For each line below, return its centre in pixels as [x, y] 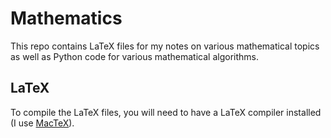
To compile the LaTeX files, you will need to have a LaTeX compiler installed [166, 112]
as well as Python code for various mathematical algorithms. [134, 56]
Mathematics [66, 18]
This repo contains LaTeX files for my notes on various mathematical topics [165, 46]
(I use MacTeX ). [42, 123]
